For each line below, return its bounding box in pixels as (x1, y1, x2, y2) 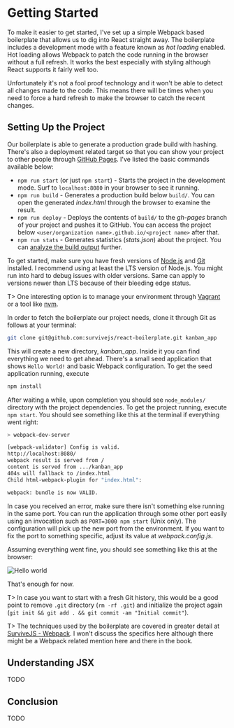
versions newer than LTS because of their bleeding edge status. (7, 279, 191, 287)
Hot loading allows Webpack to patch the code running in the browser (7, 50, 209, 59)
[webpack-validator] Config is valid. (7, 444, 120, 451)
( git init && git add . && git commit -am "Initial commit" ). (7, 608, 189, 617)
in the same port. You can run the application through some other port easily (7, 509, 227, 517)
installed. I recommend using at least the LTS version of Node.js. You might (7, 264, 224, 272)
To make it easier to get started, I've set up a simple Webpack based (7, 28, 205, 36)
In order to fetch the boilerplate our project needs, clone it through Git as (7, 313, 217, 321)
